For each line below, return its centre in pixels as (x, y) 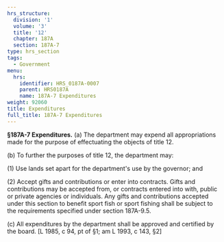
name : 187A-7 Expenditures (58, 96)
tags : (15, 58)
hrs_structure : (29, 13)
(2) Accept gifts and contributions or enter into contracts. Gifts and (101, 181)
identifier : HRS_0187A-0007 (59, 83)
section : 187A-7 (36, 45)
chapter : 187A (33, 39)
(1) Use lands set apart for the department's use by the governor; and (105, 168)
